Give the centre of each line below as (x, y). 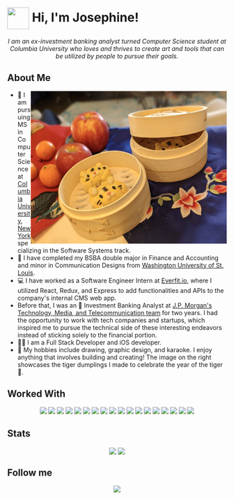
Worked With (37, 394)
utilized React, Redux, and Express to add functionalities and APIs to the (120, 290)
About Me (29, 78)
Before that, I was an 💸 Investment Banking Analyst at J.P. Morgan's (115, 305)
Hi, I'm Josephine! (85, 17)
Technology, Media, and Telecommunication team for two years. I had (117, 312)
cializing (29, 250)
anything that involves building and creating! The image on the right (114, 357)
